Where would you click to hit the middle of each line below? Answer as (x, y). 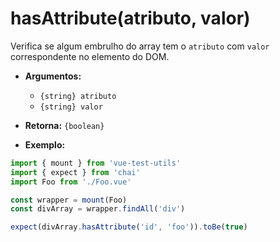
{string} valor (71, 107)
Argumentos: (53, 76)
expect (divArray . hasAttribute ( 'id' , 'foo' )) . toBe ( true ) (129, 227)
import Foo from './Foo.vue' (71, 182)
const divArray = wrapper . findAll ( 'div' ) (98, 209)
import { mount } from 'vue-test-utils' (96, 163)
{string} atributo (78, 96)
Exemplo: (45, 144)
